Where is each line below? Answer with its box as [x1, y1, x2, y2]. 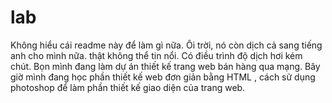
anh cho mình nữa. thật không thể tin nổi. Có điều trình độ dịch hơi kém [10, 49, 303, 61]
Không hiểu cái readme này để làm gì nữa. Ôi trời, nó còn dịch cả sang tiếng [10, 39, 323, 51]
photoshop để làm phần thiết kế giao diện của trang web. [10, 81, 246, 93]
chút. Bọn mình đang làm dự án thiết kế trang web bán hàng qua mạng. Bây [10, 60, 321, 72]
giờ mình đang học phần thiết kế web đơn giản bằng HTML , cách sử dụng [10, 71, 316, 83]
